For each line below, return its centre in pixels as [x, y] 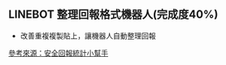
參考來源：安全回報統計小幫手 [58, 53]
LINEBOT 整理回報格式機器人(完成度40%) [113, 15]
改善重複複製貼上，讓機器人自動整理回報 [88, 36]
